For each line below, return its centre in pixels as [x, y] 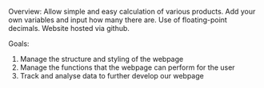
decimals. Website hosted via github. [69, 28]
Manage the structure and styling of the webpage [102, 59]
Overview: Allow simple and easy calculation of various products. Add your [132, 11]
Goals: [19, 44]
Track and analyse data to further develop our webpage [112, 76]
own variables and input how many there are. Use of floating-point [118, 20]
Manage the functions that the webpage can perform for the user [127, 67]
